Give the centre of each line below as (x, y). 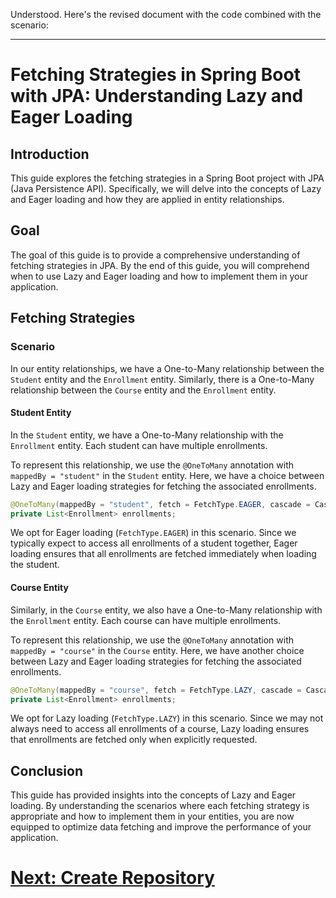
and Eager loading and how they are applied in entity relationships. (147, 199)
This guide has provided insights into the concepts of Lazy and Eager (153, 795)
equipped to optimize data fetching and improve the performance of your (161, 827)
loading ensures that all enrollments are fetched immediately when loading (163, 554)
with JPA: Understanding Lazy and (157, 96)
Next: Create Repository (112, 878)
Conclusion (47, 770)
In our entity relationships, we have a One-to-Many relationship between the (167, 368)
